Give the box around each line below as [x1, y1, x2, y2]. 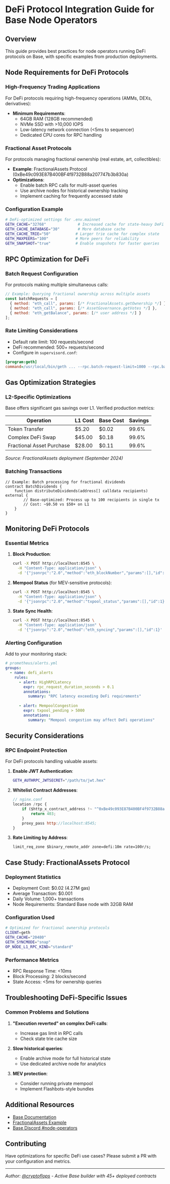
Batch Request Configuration [5, 270, 78, 277]
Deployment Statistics [5, 873, 61, 881]
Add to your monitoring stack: [5, 651, 67, 657]
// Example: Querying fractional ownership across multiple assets [5, 291, 151, 297]
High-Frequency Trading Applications [5, 83, 100, 90]
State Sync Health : [12, 608, 53, 614]
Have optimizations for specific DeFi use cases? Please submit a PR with [5, 1153, 157, 1159]
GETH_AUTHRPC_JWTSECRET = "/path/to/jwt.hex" [12, 778, 106, 783]
